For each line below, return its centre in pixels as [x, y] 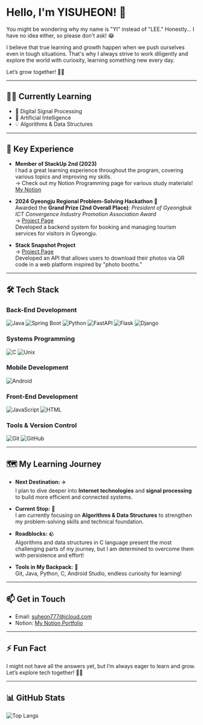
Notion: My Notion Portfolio [49, 623]
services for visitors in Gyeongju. [56, 233]
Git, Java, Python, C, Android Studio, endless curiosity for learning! [98, 574]
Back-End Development [42, 310]
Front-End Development [42, 396]
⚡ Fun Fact [26, 648]
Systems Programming [41, 339]
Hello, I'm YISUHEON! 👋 [66, 12]
